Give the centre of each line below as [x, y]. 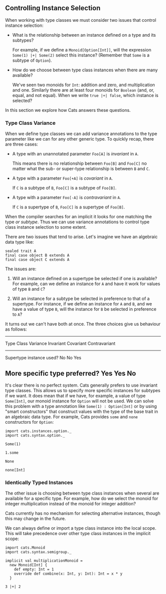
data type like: [20, 242]
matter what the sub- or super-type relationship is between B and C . [81, 169]
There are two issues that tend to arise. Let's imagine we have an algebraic [82, 237]
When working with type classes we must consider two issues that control [81, 20]
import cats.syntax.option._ [35, 435]
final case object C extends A [37, 260]
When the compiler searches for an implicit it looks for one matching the [79, 217]
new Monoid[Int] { [29, 565]
